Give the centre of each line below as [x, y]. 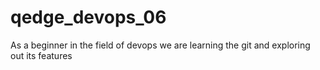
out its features [41, 55]
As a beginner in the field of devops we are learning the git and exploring [160, 45]
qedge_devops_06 [88, 17]
